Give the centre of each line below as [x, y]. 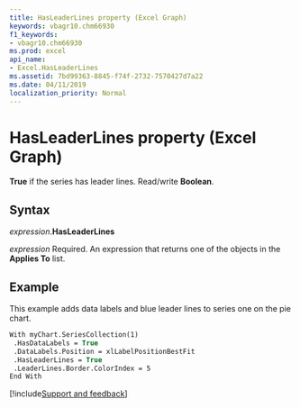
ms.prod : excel [38, 51]
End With [26, 376]
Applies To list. [37, 258]
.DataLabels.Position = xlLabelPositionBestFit [104, 351]
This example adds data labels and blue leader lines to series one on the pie [150, 309]
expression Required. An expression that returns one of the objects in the [145, 249]
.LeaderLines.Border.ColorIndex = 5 [82, 368]
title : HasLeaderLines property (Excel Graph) [98, 18]
